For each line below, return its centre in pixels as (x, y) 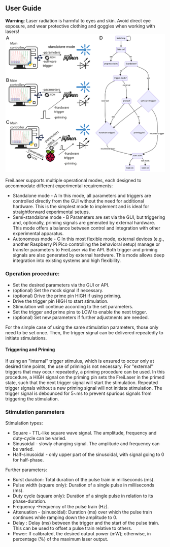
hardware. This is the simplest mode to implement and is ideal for (81, 207)
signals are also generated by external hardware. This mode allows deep (89, 255)
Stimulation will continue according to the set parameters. (73, 306)
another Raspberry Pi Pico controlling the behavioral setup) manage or (86, 244)
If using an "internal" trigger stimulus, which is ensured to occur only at (80, 361)
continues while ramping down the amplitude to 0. (65, 517)
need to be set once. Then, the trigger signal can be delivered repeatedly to (84, 332)
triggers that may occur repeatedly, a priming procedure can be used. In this (85, 371)
